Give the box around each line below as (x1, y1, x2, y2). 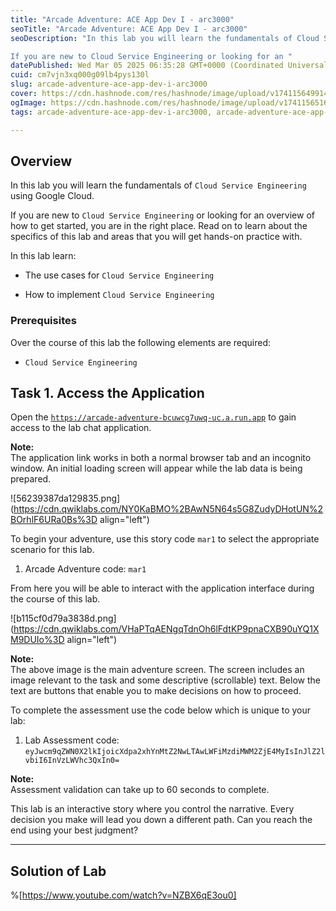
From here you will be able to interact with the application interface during (10, 582, 315, 595)
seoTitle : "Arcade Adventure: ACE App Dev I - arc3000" (10, 24, 248, 34)
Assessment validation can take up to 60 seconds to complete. (10, 784, 270, 796)
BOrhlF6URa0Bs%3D (10, 514, 98, 526)
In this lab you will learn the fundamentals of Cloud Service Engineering (10, 179, 307, 191)
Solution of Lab (10, 862, 107, 880)
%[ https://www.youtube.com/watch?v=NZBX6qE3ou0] (10, 889, 237, 901)
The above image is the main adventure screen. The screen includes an (10, 664, 305, 676)
